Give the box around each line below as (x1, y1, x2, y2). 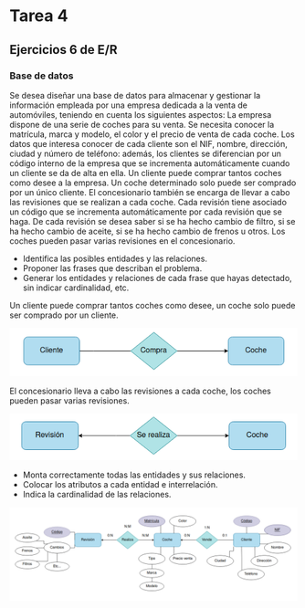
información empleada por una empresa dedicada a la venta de (9, 100, 248, 110)
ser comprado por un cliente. (9, 309, 119, 320)
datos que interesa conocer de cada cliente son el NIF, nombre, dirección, (9, 138, 288, 149)
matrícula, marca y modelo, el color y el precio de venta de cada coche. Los (9, 129, 295, 140)
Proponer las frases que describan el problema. (22, 262, 203, 274)
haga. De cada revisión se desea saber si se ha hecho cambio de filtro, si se (9, 215, 296, 226)
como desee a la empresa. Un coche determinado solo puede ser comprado (9, 177, 297, 188)
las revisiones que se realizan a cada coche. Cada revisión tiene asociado (9, 196, 288, 207)
